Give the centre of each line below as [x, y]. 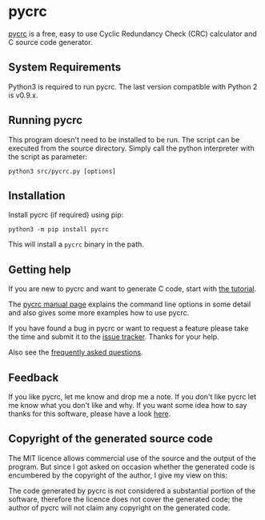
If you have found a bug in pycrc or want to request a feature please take [128, 328]
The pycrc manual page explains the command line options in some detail [130, 304]
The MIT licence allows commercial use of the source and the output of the [132, 458]
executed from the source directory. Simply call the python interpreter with [131, 148]
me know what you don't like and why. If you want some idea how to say [128, 405]
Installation [37, 196]
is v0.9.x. [23, 95]
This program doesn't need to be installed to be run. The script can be [124, 139]
